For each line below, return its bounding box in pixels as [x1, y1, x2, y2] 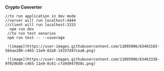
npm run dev [9, 27, 34, 32]
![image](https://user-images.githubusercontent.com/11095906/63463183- [7, 44, 160, 49]
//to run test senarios [7, 31, 56, 36]
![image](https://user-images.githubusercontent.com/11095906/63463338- [7, 57, 160, 62]
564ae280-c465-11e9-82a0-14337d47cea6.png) [5, 48, 96, 53]
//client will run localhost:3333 [5, 22, 76, 27]
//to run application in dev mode [5, 14, 76, 19]
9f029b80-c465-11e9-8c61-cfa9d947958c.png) [5, 61, 96, 66]
